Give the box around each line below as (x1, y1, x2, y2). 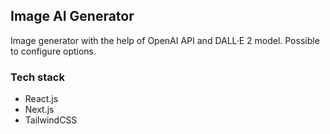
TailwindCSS (24, 114, 78, 126)
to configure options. (10, 45, 97, 57)
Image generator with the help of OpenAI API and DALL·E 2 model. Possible (10, 34, 320, 46)
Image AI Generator (10, 8, 135, 25)
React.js (24, 93, 59, 105)
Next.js (24, 104, 55, 116)
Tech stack (10, 70, 65, 84)
